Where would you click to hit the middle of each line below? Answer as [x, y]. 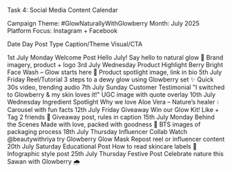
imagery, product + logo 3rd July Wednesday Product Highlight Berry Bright [115, 65]
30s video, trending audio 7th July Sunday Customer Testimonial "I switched [116, 87]
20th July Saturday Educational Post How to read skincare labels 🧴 [102, 146]
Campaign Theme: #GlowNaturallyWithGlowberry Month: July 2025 [104, 23]
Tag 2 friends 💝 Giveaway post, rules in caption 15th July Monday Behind [111, 117]
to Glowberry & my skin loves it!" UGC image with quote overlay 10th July [112, 95]
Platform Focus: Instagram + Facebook [62, 31]
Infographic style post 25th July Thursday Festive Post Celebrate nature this [116, 154]
